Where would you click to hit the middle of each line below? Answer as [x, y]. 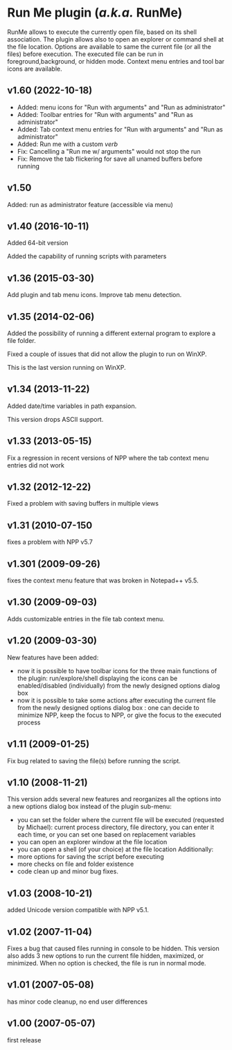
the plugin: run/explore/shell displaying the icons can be [97, 678]
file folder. [21, 340]
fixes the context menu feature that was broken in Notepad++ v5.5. [103, 580]
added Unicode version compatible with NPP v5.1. [78, 910]
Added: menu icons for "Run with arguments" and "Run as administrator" [121, 107]
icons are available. [35, 69]
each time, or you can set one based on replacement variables [106, 835]
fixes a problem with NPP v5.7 [50, 542]
